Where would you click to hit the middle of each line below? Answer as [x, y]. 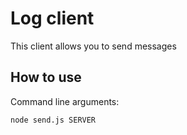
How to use [46, 77]
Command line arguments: [65, 101]
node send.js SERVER [53, 120]
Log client [52, 18]
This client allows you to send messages [93, 46]
